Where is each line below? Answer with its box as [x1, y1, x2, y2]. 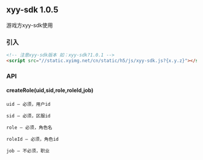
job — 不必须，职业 [6, 147, 50, 154]
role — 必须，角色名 [6, 125, 53, 131]
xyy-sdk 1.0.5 [6, 5, 59, 15]
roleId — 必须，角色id [6, 136, 59, 142]
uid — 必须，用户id [6, 101, 51, 107]
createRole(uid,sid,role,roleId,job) [6, 87, 94, 94]
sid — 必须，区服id [6, 112, 51, 119]
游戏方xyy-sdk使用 [6, 21, 53, 29]
